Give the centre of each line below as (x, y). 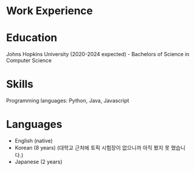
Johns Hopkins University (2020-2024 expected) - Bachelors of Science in (98, 54)
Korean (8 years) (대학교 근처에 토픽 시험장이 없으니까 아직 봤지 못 (92, 148)
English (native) (34, 141)
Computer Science (29, 61)
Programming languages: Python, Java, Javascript (68, 101)
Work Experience (49, 11)
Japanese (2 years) (39, 162)
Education (32, 38)
